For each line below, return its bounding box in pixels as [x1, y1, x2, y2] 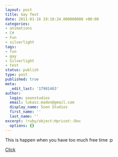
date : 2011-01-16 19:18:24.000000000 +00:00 [5, 16, 99, 21]
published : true [5, 77, 39, 82]
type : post [5, 72, 28, 77]
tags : [5, 44, 16, 49]
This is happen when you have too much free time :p [5, 137, 113, 143]
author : [5, 91, 21, 96]
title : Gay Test [5, 12, 39, 17]
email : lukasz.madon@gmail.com [9, 100, 75, 105]
